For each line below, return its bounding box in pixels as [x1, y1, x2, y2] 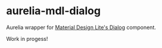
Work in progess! [6, 35, 48, 42]
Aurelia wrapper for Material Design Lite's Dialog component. [6, 24, 156, 31]
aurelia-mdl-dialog [6, 4, 101, 18]
